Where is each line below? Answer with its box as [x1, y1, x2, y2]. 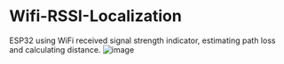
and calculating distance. [9, 44, 101, 54]
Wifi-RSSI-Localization [9, 6, 182, 26]
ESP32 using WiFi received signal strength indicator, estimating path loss [9, 35, 276, 46]
